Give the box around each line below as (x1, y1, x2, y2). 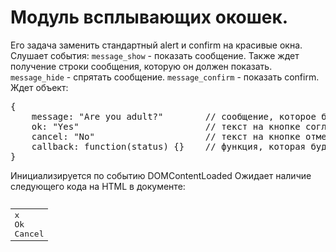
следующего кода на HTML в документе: (10, 180, 186, 192)
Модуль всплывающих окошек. (10, 6, 289, 29)
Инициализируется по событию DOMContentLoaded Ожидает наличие (10, 169, 312, 181)
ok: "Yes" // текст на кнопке (31, 121, 301, 132)
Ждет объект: (10, 81, 69, 93)
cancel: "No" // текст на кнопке (31, 131, 301, 142)
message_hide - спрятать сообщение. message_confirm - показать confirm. (10, 71, 320, 83)
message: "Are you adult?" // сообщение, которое (31, 111, 317, 122)
